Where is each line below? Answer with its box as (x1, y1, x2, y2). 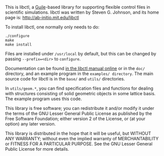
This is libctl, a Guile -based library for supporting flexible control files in (5, 4, 150, 10)
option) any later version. (5, 121, 56, 127)
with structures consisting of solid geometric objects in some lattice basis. (5, 91, 156, 96)
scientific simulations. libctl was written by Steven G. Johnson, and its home (5, 9, 159, 15)
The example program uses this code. (5, 96, 82, 102)
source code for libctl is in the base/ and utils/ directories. (5, 76, 125, 81)
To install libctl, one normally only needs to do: (5, 24, 99, 30)
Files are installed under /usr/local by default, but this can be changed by (5, 51, 157, 56)
